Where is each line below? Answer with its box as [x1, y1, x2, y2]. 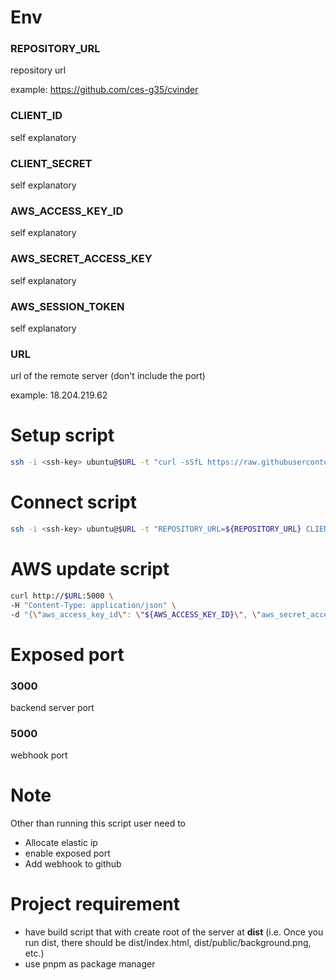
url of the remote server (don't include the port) [10, 370, 206, 382]
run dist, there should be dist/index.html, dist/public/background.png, [24, 937, 312, 949]
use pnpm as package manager [24, 958, 156, 970]
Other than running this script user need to [10, 817, 186, 830]
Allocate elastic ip [24, 837, 98, 849]
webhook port [10, 749, 68, 761]
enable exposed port [24, 847, 111, 860]
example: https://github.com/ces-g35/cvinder [10, 84, 199, 96]
